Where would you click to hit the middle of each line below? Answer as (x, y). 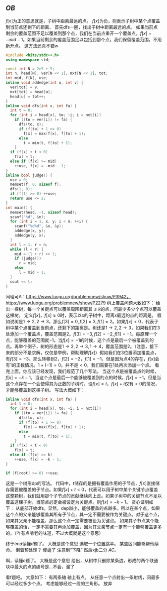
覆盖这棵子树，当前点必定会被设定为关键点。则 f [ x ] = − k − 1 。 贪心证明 (77, 502)
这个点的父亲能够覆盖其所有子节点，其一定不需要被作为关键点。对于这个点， (84, 514)
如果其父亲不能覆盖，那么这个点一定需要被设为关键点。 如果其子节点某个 (80, 520)
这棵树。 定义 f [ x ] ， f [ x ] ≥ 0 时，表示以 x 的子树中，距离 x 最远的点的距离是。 (81, 315)
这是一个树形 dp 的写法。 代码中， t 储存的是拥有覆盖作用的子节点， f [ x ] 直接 (81, 483)
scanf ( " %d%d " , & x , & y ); (39, 226)
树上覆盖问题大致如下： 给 (134, 303)
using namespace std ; (28, 60)
